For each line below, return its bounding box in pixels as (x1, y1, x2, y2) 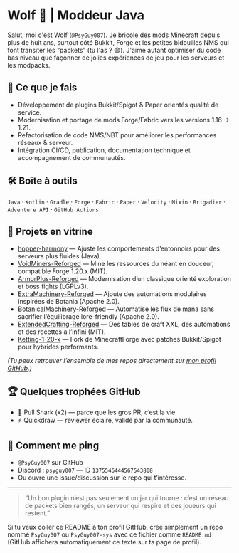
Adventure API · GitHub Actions (7, 205, 100, 214)
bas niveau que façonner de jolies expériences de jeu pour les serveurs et (7, 53, 225, 62)
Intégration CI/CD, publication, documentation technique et (17, 146, 191, 154)
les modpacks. (7, 60, 51, 69)
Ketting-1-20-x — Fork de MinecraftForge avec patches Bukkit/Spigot (17, 335, 222, 344)
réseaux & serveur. (17, 138, 73, 147)
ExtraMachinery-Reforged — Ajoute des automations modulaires (17, 290, 208, 298)
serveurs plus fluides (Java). (17, 252, 102, 260)
